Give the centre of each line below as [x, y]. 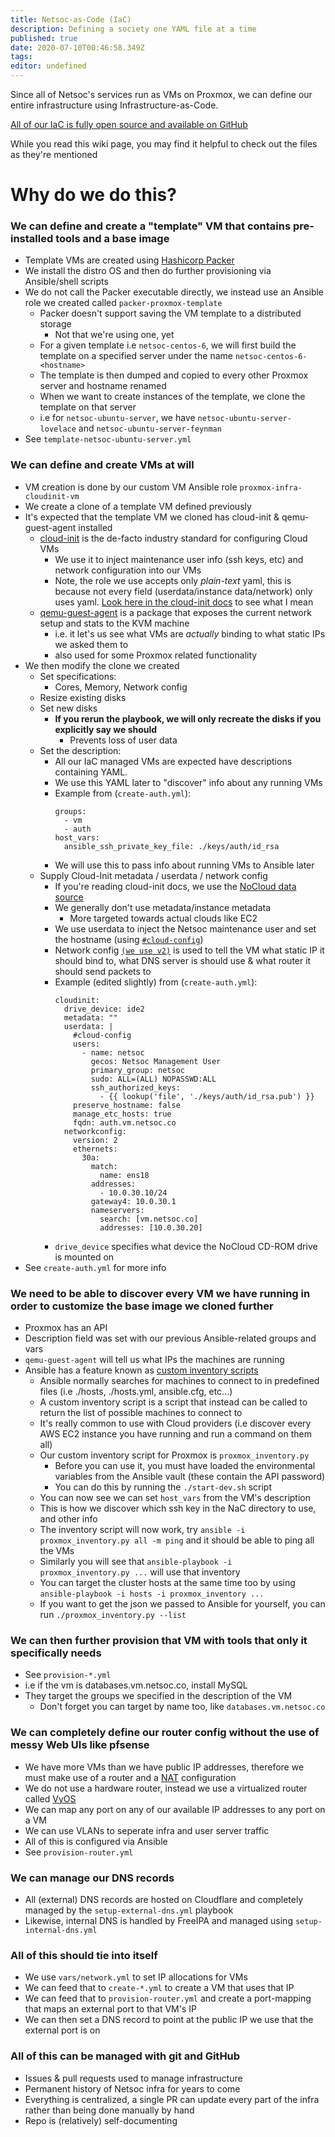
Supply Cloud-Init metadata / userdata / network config [153, 875]
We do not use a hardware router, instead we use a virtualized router [166, 1788]
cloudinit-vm [52, 496]
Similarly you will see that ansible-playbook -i [136, 1562]
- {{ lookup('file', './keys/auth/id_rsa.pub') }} [207, 1096]
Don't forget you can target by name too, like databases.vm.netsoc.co [182, 1707]
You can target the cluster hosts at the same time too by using [167, 1583]
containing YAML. [91, 772]
